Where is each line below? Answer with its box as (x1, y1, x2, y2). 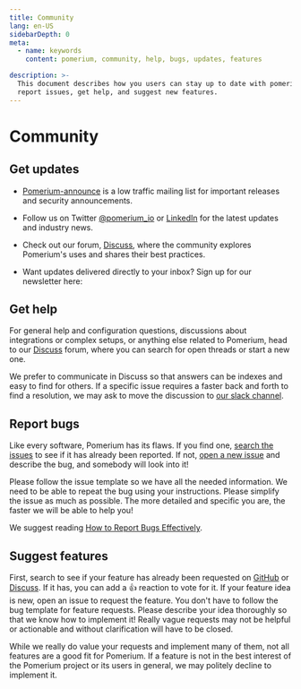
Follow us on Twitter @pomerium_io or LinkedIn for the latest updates (21, 212, 279, 223)
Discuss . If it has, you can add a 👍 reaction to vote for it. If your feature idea (9, 582, 291, 593)
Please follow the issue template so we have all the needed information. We (9, 477, 288, 487)
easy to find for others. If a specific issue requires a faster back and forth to (9, 381, 289, 392)
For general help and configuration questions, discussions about (9, 325, 247, 336)
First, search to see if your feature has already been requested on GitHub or (9, 573, 289, 583)
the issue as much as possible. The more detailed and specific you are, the (9, 495, 286, 506)
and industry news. (21, 221, 94, 233)
